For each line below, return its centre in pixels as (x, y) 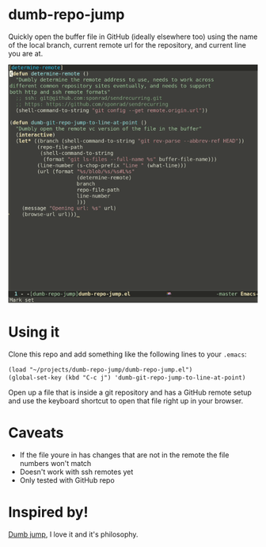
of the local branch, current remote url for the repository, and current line (127, 44)
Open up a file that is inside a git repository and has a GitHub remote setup (130, 392)
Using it (34, 332)
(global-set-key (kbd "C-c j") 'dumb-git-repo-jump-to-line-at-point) (127, 378)
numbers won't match (55, 463)
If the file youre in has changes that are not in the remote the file (124, 455)
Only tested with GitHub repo (67, 480)
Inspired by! (48, 512)
